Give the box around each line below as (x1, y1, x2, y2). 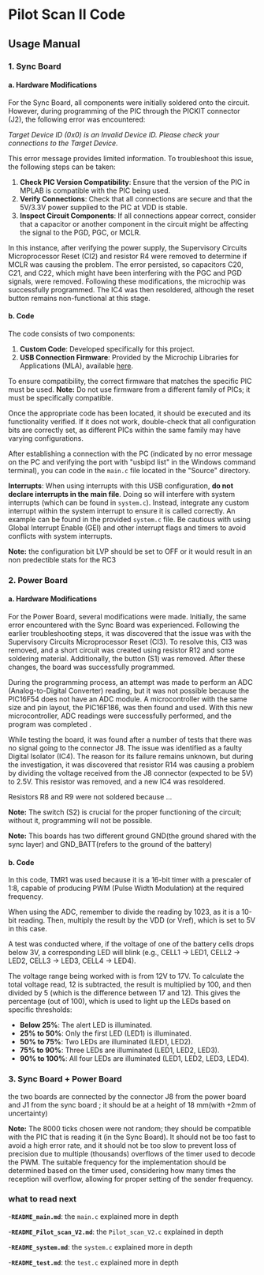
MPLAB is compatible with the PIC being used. (19, 186, 171, 195)
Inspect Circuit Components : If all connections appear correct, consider (19, 211, 256, 220)
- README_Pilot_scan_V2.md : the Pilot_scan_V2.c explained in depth (8, 1227, 224, 1236)
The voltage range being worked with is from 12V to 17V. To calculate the (8, 972, 244, 981)
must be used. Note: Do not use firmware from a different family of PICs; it (8, 385, 251, 394)
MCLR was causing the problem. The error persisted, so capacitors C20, (8, 259, 244, 269)
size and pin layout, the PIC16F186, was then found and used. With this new (8, 703, 254, 713)
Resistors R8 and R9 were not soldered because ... (8, 792, 173, 802)
